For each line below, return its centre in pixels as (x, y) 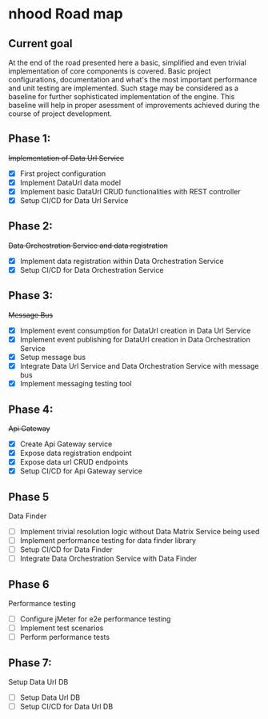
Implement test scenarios (62, 628)
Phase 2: (31, 226)
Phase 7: (30, 663)
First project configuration (63, 174)
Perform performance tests (65, 637)
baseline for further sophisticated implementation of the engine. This (122, 96)
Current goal (40, 44)
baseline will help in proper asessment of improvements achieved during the (134, 105)
